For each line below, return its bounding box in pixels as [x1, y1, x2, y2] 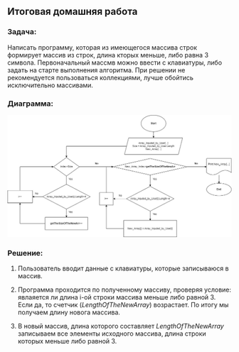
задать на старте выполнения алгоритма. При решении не [7, 65, 186, 74]
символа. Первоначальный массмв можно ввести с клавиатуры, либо [7, 58, 223, 67]
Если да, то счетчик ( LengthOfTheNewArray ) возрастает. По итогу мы [17, 301, 229, 309]
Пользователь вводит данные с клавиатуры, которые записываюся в [17, 264, 229, 273]
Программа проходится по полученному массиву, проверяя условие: [17, 285, 232, 294]
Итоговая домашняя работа [7, 6, 138, 18]
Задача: [7, 27, 37, 37]
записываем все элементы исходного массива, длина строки [17, 329, 206, 338]
